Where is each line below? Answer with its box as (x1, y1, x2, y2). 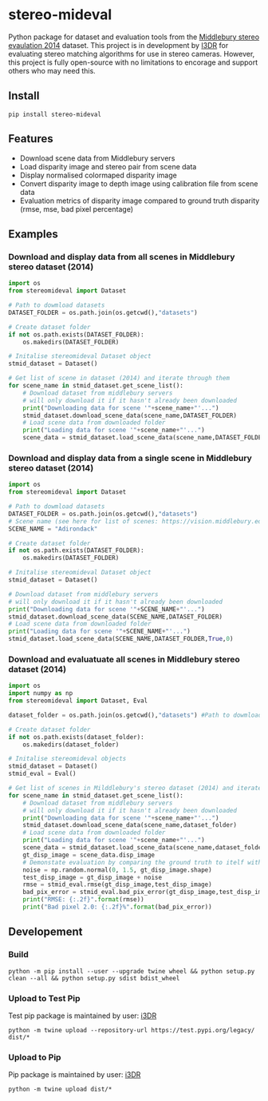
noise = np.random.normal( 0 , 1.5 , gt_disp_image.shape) (22, 865, 213, 874)
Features (8, 132, 53, 145)
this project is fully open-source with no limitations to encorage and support (8, 58, 258, 67)
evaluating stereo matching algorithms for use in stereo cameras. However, (8, 49, 255, 58)
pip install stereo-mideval (8, 110, 102, 118)
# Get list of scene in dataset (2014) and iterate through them (8, 374, 230, 383)
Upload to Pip (8, 1051, 61, 1063)
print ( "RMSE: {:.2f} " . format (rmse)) (22, 896, 145, 904)
